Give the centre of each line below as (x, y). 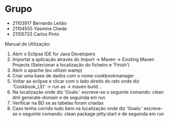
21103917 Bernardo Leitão (39, 23)
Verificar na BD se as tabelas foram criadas (58, 103)
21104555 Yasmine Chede (39, 28)
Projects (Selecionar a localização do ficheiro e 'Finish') (71, 65)
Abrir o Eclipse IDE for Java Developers (54, 54)
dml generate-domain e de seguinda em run (59, 97)
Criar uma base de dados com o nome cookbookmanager (73, 75)
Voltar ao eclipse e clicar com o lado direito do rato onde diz (76, 81)
